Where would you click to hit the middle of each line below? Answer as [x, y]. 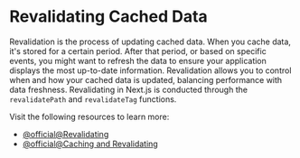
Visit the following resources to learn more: [89, 116]
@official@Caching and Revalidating [90, 144]
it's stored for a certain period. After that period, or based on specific [138, 51]
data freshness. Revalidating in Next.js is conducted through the [129, 89]
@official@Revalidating [66, 134]
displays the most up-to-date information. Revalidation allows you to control [150, 70]
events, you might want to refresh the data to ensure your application [138, 60]
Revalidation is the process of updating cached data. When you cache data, [150, 42]
